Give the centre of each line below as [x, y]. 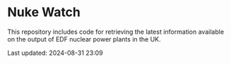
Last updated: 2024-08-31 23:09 [55, 53]
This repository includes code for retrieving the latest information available [116, 32]
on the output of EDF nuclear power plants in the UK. [84, 39]
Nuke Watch [44, 12]
